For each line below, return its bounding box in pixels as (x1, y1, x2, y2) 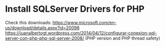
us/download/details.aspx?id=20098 (5, 24, 80, 30)
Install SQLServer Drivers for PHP (5, 3, 145, 15)
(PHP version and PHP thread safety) (85, 35, 161, 41)
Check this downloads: (5, 20, 52, 25)
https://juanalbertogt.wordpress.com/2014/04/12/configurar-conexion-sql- (5, 30, 157, 36)
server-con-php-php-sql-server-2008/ (5, 35, 84, 41)
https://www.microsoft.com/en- (52, 20, 117, 25)
